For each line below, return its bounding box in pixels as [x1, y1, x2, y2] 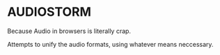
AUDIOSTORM [7, 4, 92, 20]
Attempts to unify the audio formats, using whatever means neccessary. [7, 40, 214, 48]
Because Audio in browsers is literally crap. [7, 27, 131, 35]
